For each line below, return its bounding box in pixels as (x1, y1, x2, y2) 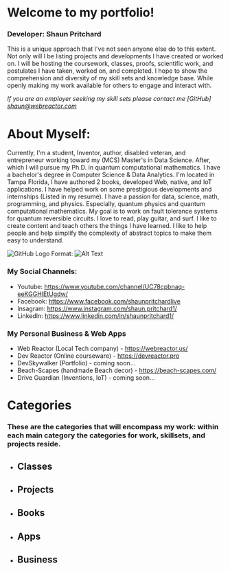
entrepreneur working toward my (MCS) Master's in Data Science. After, (7, 156, 211, 164)
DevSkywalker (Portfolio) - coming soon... (16, 359, 136, 367)
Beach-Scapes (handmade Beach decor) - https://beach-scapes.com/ (16, 366, 217, 375)
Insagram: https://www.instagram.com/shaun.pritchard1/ (16, 304, 177, 312)
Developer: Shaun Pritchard (7, 30, 102, 39)
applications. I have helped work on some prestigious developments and (7, 185, 212, 194)
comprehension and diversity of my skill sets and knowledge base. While (7, 74, 214, 82)
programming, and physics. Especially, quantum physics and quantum (7, 200, 206, 208)
